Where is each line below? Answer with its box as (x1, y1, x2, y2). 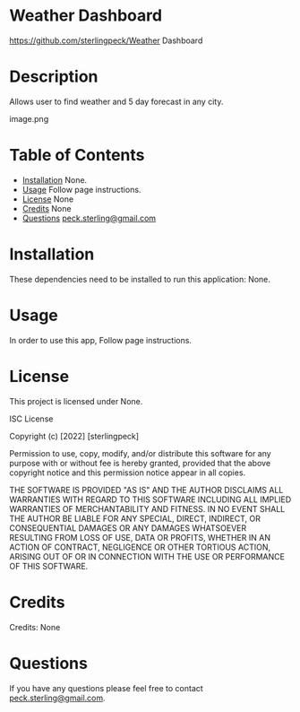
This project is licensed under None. (9, 395, 143, 406)
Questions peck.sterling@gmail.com (21, 213, 157, 223)
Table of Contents (9, 145, 145, 166)
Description (9, 66, 99, 87)
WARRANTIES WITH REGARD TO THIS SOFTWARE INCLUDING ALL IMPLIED (9, 494, 292, 505)
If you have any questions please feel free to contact (9, 682, 203, 693)
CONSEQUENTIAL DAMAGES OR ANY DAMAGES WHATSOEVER (9, 522, 247, 534)
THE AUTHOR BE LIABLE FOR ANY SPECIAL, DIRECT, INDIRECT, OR (9, 513, 261, 524)
